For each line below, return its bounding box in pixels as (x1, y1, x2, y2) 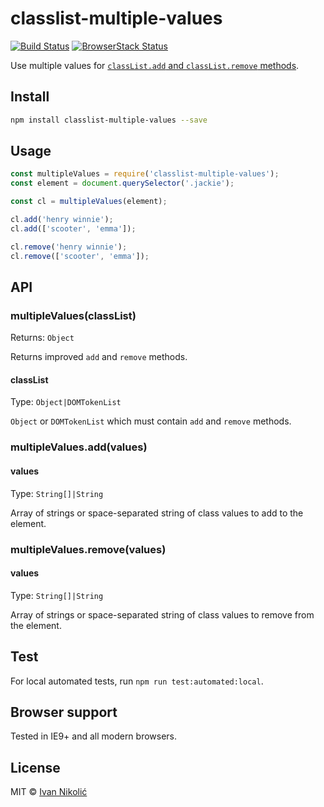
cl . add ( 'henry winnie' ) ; (10, 215, 114, 225)
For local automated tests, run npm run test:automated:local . (10, 675, 264, 687)
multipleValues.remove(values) (10, 542, 167, 556)
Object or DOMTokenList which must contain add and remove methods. (10, 415, 292, 427)
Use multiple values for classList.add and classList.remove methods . (10, 59, 300, 71)
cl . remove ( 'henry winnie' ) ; (10, 242, 128, 252)
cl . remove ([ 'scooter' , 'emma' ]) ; (10, 251, 150, 261)
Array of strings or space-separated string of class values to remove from (10, 608, 315, 621)
